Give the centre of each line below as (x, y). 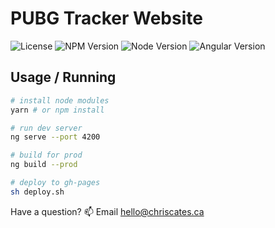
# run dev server (46, 128)
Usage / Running (63, 77)
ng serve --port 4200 (55, 137)
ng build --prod (44, 165)
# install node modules (60, 100)
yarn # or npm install (57, 110)
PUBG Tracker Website (106, 18)
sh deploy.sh (37, 192)
